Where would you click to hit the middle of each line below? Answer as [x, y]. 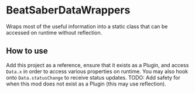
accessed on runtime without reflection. [54, 32]
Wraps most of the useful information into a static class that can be [87, 26]
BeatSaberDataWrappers [68, 10]
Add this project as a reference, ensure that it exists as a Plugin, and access [97, 65]
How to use [27, 51]
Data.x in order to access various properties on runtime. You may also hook [97, 71]
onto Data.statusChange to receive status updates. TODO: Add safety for [93, 77]
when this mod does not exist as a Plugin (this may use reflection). [86, 84]
